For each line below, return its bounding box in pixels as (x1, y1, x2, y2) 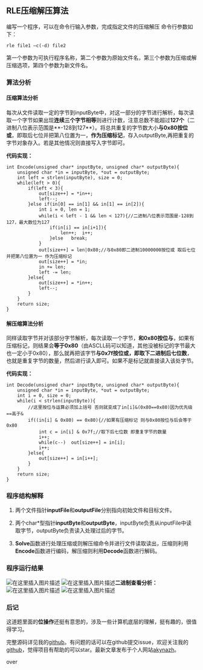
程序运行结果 (6, 564, 44, 573)
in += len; (38, 264, 66, 270)
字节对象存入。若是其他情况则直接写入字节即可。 (6, 139, 128, 146)
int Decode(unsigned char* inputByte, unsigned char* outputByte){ (6, 382, 180, 389)
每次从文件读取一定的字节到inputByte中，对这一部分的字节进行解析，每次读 (6, 108, 195, 116)
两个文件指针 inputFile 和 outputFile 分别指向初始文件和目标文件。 (14, 507, 175, 514)
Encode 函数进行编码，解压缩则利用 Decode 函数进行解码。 (14, 547, 161, 555)
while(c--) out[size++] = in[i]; (38, 439, 126, 446)
